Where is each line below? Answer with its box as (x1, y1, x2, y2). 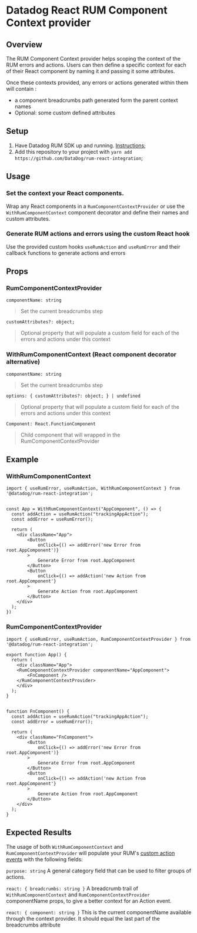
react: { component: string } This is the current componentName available (6, 908, 192, 916)
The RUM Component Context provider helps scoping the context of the (6, 55, 181, 62)
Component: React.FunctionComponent (6, 421, 96, 427)
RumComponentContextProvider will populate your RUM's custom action (6, 849, 175, 856)
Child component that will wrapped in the (20, 431, 121, 438)
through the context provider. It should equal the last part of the (6, 915, 160, 922)
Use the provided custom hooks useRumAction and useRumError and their (6, 243, 181, 250)
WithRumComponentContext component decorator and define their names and (6, 209, 189, 216)
